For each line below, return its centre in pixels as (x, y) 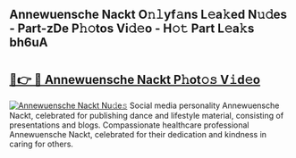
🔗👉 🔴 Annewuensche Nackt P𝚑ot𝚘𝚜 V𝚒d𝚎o (135, 79)
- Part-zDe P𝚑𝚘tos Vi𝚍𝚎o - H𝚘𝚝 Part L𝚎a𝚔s (132, 29)
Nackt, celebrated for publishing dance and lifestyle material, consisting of (147, 116)
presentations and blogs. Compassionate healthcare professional (129, 125)
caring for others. (42, 144)
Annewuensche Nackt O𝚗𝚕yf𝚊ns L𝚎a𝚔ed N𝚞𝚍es (148, 15)
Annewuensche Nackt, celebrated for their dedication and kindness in (138, 134)
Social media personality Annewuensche (204, 105)
